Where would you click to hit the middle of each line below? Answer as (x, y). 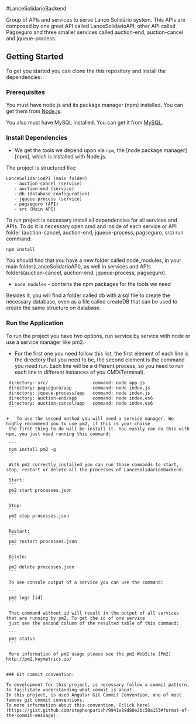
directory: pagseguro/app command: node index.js (79, 388)
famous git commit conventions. (45, 700)
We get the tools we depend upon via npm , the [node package (88, 150)
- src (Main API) (35, 209)
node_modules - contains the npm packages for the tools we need (93, 284)
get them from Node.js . (34, 111)
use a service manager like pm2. (45, 342)
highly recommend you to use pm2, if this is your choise (78, 423)
